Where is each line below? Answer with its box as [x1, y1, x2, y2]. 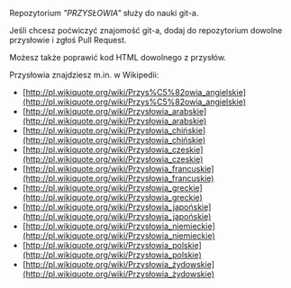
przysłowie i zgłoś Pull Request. [9, 35, 127, 45]
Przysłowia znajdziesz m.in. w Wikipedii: [9, 69, 159, 80]
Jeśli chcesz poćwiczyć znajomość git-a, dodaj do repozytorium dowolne [9, 25, 283, 35]
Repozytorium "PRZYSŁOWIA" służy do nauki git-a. [9, 8, 199, 18]
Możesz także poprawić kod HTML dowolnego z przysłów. [9, 52, 227, 62]
